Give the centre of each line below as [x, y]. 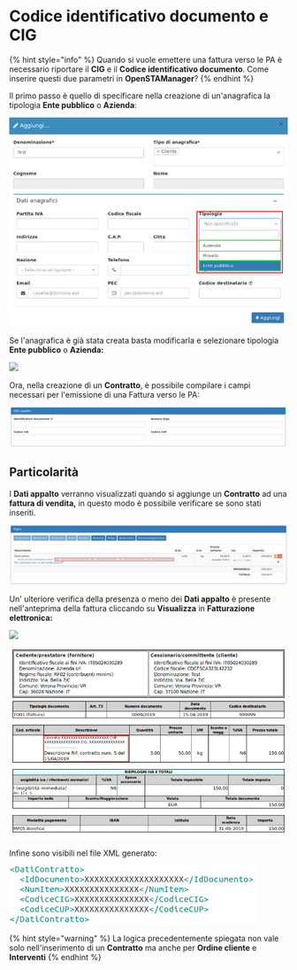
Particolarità [44, 473]
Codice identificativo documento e [139, 16]
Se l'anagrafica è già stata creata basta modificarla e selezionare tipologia [144, 340]
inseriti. [23, 512]
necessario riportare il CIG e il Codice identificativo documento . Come [139, 69]
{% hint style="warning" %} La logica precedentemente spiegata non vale [144, 939]
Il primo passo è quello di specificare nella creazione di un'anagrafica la [140, 96]
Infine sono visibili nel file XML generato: [83, 853]
